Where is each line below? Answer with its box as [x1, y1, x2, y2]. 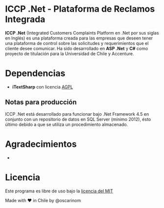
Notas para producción [5, 98, 77, 106]
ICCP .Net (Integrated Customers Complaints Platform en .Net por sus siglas [5, 30, 159, 36]
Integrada [5, 14, 46, 25]
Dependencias [5, 68, 66, 79]
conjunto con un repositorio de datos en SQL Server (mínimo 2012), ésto [5, 116, 151, 122]
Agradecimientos [5, 138, 77, 149]
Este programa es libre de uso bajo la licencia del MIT [5, 188, 114, 194]
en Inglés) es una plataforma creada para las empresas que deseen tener [5, 35, 153, 41]
